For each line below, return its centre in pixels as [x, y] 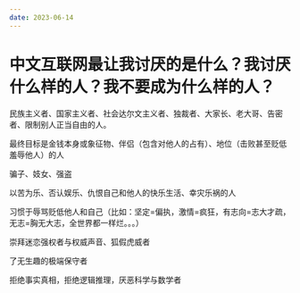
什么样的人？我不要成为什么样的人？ [142, 87]
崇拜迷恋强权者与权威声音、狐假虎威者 [79, 241]
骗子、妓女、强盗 [41, 173]
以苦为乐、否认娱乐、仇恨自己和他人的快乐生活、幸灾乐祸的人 [123, 192]
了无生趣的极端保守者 [48, 261]
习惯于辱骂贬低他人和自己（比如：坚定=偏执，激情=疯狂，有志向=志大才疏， [150, 212]
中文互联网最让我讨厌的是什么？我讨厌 [150, 64]
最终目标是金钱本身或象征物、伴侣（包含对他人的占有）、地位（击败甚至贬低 [148, 143]
